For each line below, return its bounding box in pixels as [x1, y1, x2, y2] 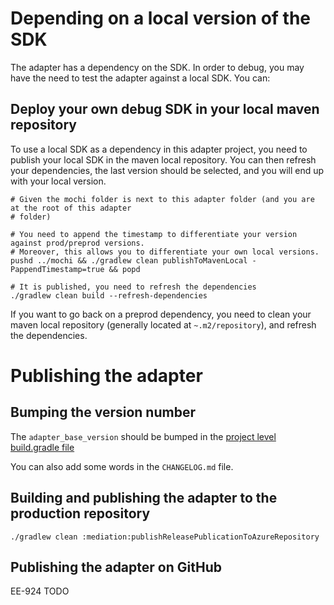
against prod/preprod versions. [10, 238, 145, 248]
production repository [10, 505, 151, 522]
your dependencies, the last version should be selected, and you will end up [10, 164, 325, 176]
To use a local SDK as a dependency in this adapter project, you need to [10, 143, 308, 155]
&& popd [108, 264, 141, 274]
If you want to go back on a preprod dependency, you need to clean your [10, 308, 312, 320]
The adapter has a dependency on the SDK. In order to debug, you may [10, 61, 305, 73]
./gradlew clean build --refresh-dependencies [10, 290, 208, 301]
